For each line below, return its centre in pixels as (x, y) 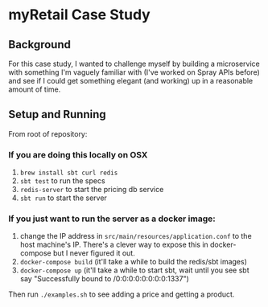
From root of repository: (48, 133)
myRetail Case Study (79, 15)
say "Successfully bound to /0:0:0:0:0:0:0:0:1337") (104, 279)
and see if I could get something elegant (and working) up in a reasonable (131, 81)
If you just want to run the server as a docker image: (112, 219)
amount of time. (35, 89)
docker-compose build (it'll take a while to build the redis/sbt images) (134, 262)
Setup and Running (57, 115)
